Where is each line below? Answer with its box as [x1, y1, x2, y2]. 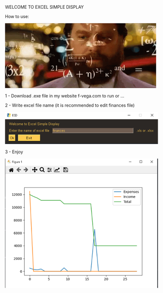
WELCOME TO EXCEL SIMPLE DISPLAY [5, 4, 84, 10]
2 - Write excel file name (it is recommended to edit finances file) [5, 102, 135, 108]
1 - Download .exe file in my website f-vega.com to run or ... [5, 93, 125, 99]
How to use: [5, 14, 29, 19]
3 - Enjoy [5, 148, 23, 155]
